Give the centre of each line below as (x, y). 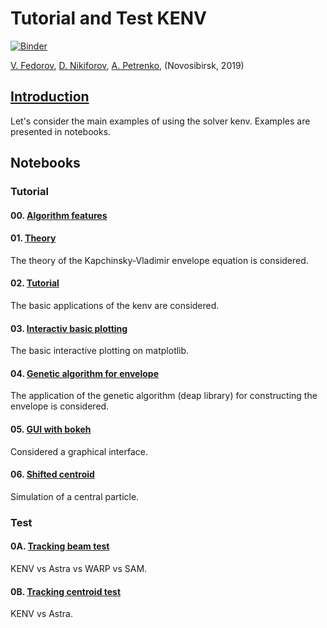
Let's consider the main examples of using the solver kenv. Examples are (160, 121)
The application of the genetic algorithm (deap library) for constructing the (164, 396)
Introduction (50, 97)
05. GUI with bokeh (51, 429)
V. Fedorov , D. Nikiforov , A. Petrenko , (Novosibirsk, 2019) (127, 65)
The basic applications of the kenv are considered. (115, 306)
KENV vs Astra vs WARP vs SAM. (79, 568)
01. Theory (33, 238)
